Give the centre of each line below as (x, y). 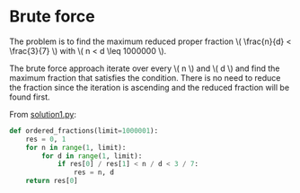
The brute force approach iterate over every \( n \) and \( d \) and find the (145, 68)
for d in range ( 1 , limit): (92, 156)
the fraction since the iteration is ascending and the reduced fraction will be (150, 87)
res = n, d (94, 172)
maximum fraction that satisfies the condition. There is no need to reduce (145, 77)
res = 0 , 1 (46, 139)
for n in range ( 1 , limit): (76, 147)
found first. (30, 97)
